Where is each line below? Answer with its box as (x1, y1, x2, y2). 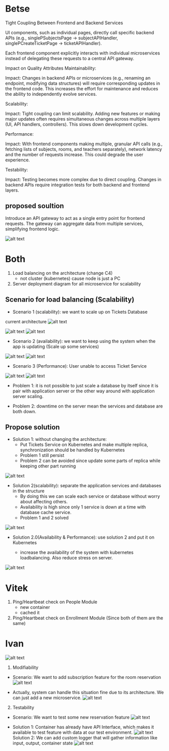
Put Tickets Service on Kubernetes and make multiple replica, (20, 442, 148, 448)
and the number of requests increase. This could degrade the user (5, 151, 144, 157)
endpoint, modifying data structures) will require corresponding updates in (5, 80, 160, 86)
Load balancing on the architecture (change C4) (12, 270, 113, 276)
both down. (12, 408, 37, 414)
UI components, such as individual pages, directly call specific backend (5, 29, 154, 35)
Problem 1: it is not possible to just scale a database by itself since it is (12, 382, 159, 388)
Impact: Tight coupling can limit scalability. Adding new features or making (5, 110, 160, 117)
